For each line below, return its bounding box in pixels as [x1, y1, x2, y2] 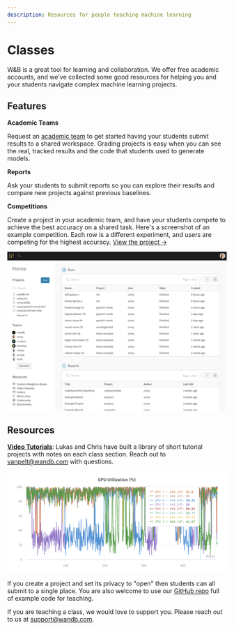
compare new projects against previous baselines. [7, 189, 152, 197]
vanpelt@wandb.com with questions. [7, 457, 114, 466]
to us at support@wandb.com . [7, 615, 95, 624]
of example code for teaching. [7, 594, 94, 603]
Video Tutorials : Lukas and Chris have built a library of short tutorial [7, 443, 203, 451]
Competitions [7, 202, 47, 210]
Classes [7, 42, 55, 58]
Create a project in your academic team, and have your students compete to [7, 216, 226, 224]
